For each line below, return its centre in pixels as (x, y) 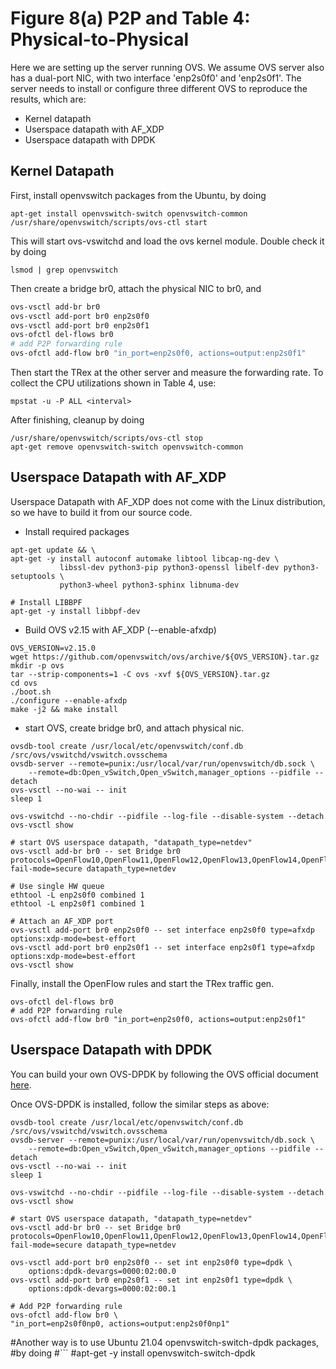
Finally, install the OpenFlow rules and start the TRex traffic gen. (142, 983)
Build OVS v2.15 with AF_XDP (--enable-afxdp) (120, 629)
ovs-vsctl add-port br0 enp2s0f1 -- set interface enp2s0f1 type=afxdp (162, 947)
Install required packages (77, 531)
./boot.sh (31, 692)
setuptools (33, 576)
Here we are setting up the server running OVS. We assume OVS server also (167, 67)
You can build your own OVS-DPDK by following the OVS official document (164, 1074)
